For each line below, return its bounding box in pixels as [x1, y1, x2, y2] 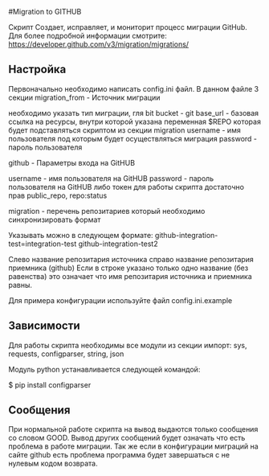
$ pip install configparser [8, 380, 92, 389]
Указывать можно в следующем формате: [8, 230, 154, 240]
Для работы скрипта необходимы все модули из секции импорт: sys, [8, 340, 247, 350]
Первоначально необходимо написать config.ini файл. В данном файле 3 [8, 84, 259, 93]
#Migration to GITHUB [8, 7, 82, 16]
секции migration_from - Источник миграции [8, 92, 161, 102]
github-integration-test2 [78, 239, 158, 248]
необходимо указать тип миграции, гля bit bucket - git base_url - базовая [8, 108, 259, 117]
